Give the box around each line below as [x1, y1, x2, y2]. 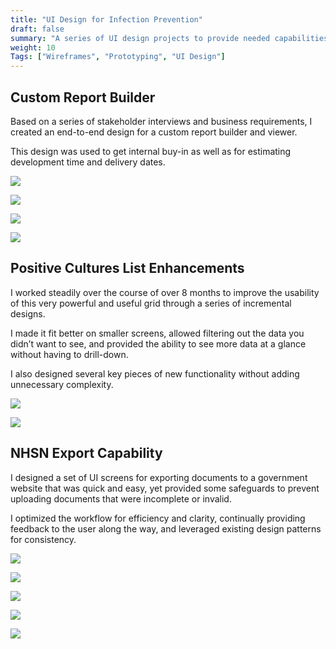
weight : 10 [10, 42, 56, 53]
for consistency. [10, 533, 77, 545]
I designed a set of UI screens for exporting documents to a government [10, 471, 308, 483]
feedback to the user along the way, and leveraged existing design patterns [10, 522, 322, 535]
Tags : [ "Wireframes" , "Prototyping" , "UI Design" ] [10, 52, 226, 62]
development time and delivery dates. [10, 156, 166, 168]
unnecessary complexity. [10, 378, 114, 390]
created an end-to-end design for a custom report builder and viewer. [10, 126, 298, 138]
